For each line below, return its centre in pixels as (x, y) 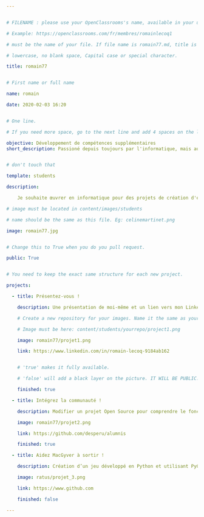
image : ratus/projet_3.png (51, 477)
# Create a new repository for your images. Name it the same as (102, 318)
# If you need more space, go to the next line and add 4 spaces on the (100, 132)
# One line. (21, 121)
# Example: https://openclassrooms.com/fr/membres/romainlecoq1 (89, 33)
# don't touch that (31, 165)
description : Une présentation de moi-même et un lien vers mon (100, 307)
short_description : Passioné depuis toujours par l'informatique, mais (99, 149)
